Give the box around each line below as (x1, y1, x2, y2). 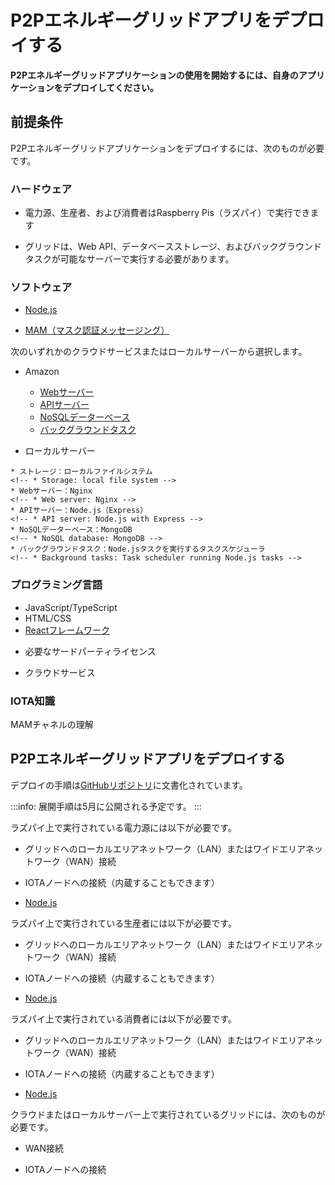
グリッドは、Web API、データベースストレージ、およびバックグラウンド (24, 241, 322, 253)
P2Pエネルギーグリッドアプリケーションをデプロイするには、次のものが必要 (10, 142, 325, 154)
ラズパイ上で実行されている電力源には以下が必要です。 (10, 821, 237, 833)
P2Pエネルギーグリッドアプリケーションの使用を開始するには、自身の (10, 69, 299, 81)
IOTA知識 (10, 694, 56, 708)
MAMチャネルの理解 (10, 718, 94, 730)
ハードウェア (10, 182, 73, 196)
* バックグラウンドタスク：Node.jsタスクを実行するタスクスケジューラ (10, 544, 266, 555)
